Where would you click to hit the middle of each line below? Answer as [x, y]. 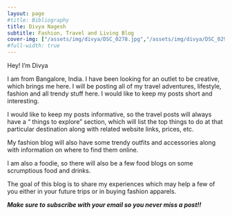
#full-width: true [33, 46]
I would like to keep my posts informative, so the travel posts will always [109, 114]
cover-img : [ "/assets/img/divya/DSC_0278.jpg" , [77, 39]
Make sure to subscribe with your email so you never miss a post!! [104, 205]
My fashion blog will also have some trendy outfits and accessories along [112, 142]
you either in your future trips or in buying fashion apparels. [92, 191]
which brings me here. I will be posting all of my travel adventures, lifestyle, [114, 86]
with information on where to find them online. [73, 150]
